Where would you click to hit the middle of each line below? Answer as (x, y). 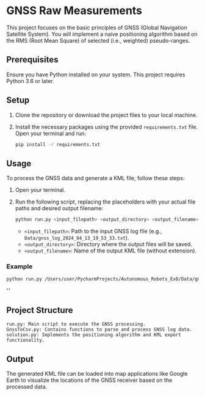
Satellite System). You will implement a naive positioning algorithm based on (102, 34)
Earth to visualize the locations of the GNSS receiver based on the (89, 380)
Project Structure (40, 310)
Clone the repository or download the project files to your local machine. (106, 115)
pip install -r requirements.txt (58, 144)
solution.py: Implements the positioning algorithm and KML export (94, 335)
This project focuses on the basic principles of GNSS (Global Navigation (97, 28)
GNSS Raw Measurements (74, 11)
